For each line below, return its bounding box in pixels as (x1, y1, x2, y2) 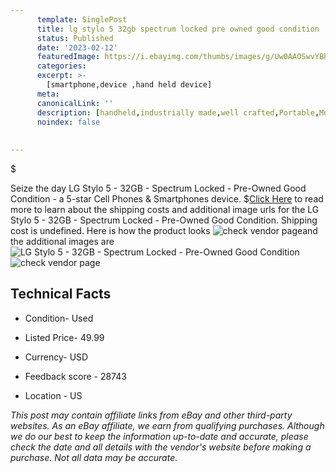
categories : (36, 61, 87, 71)
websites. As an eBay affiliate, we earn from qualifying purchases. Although (10, 419, 325, 431)
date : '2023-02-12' (36, 42, 118, 53)
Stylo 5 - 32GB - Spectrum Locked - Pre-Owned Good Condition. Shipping (10, 214, 318, 226)
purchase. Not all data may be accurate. (10, 451, 178, 463)
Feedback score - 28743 (24, 370, 127, 382)
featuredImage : (36, 52, 101, 62)
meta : (36, 89, 60, 99)
